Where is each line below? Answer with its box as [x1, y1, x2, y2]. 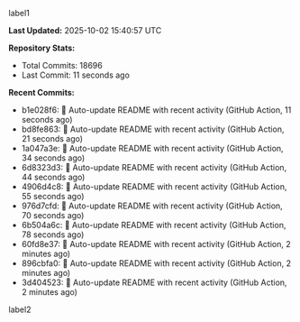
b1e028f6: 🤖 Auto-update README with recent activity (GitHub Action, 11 [21, 105, 292, 115]
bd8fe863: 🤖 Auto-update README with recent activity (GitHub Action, [21, 124, 285, 134]
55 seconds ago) [21, 191, 85, 201]
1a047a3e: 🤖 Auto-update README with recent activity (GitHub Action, [21, 143, 285, 153]
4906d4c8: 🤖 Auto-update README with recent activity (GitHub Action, [21, 181, 287, 192]
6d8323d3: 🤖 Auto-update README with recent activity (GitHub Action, [21, 162, 287, 172]
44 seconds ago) [21, 171, 86, 182]
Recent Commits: [8, 87, 75, 97]
